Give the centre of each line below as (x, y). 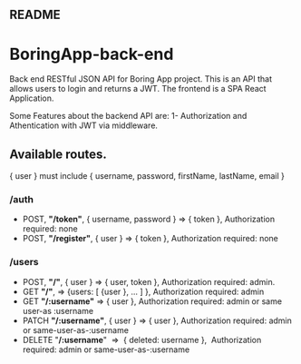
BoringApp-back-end (92, 54)
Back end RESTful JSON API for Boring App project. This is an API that (141, 79)
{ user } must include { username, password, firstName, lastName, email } (147, 176)
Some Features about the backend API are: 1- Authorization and (128, 116)
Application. (32, 98)
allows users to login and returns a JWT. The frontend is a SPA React (138, 89)
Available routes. (58, 154)
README (35, 15)
